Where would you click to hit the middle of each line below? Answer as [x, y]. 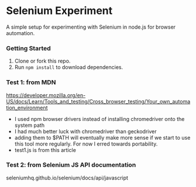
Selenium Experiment [59, 11]
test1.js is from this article [45, 150]
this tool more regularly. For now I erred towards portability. [86, 144]
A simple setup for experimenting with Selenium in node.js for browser [91, 27]
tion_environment [27, 108]
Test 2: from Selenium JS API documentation [71, 165]
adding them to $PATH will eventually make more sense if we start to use [102, 137]
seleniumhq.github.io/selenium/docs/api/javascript [67, 178]
